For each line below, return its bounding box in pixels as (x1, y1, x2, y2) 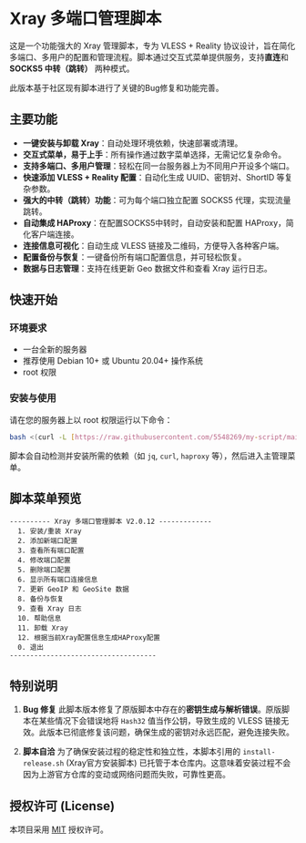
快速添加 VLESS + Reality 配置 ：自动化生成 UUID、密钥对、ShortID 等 (22, 171, 285, 182)
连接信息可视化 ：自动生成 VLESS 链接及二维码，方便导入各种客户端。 (22, 240, 284, 251)
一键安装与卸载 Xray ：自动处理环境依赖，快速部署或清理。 (22, 138, 243, 149)
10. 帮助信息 (17, 614, 62, 623)
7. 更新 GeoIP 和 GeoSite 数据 (17, 585, 129, 594)
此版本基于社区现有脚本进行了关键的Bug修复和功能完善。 (9, 82, 225, 93)
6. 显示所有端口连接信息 (17, 575, 98, 584)
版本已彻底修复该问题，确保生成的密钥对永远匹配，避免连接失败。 (46, 726, 294, 738)
